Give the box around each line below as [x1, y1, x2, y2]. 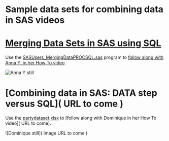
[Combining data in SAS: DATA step [5, 87, 157, 99]
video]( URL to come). [5, 120, 52, 126]
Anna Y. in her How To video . [5, 60, 66, 66]
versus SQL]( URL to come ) [5, 98, 123, 110]
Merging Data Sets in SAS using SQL [5, 38, 161, 49]
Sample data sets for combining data [5, 4, 164, 15]
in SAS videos [5, 14, 65, 26]
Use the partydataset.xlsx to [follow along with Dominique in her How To [5, 115, 157, 121]
